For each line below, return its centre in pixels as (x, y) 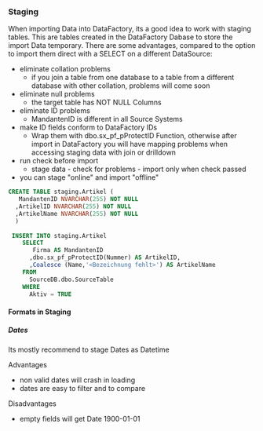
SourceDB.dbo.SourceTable (71, 279)
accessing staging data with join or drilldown (104, 152)
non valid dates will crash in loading (77, 380)
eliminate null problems (57, 94)
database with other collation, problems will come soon (121, 86)
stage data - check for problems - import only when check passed (139, 169)
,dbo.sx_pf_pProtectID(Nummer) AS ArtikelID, (104, 258)
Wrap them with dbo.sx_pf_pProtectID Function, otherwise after (134, 136)
